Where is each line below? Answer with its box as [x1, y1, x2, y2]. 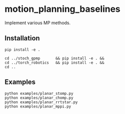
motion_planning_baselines [4, 3, 121, 15]
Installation [4, 34, 40, 42]
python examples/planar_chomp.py [4, 95, 74, 100]
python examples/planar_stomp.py [4, 91, 74, 96]
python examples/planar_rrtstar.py [4, 100, 78, 105]
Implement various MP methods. [4, 20, 71, 26]
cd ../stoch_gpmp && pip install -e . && [4, 56, 105, 61]
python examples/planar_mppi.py [4, 104, 71, 109]
